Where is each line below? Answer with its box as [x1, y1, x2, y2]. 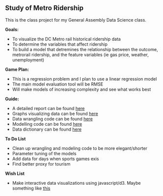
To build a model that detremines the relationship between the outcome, [12, 46, 158, 52]
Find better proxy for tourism [12, 161, 71, 167]
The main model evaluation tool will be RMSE [12, 81, 104, 87]
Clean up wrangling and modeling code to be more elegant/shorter [12, 145, 147, 151]
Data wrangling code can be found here [12, 115, 93, 122]
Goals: [5, 27, 19, 32]
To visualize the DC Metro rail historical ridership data [12, 36, 121, 42]
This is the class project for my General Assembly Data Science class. [5, 17, 146, 23]
